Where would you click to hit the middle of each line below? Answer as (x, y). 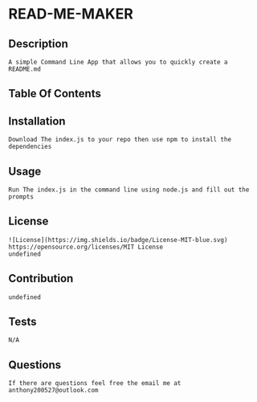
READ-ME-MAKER (71, 14)
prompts (21, 197)
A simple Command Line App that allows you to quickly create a (118, 62)
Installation (37, 121)
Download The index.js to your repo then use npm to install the (120, 140)
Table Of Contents (55, 94)
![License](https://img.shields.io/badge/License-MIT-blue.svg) (118, 240)
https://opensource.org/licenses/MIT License (86, 247)
